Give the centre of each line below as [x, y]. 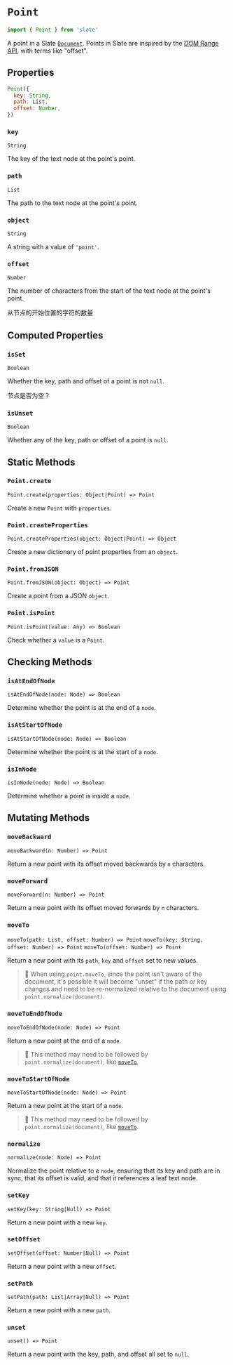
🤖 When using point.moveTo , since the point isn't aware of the [113, 974]
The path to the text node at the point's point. [72, 203]
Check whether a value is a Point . [56, 640]
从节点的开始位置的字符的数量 [50, 313]
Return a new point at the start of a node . [65, 1105]
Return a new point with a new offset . [62, 1266]
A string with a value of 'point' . [53, 246]
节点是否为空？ [29, 395]
